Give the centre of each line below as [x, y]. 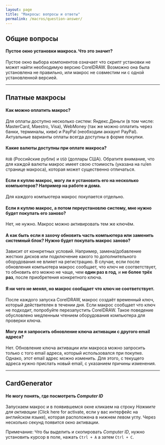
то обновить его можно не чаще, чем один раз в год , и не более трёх [79, 272]
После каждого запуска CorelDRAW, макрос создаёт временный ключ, [80, 299]
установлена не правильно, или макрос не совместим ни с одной [75, 72]
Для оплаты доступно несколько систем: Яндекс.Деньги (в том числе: [80, 121]
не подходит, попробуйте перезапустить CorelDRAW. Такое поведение [80, 310]
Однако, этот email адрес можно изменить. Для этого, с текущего [75, 358]
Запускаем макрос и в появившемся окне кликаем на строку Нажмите [81, 407]
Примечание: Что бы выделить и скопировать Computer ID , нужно [75, 432]
